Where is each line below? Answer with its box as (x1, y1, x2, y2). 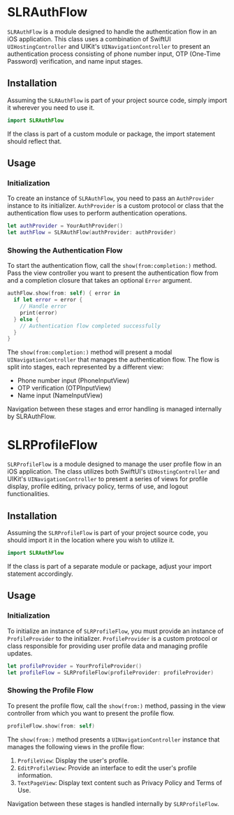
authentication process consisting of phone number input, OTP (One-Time (7, 50, 221, 58)
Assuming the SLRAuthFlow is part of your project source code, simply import (7, 96, 228, 104)
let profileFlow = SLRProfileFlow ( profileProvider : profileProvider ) (7, 669, 214, 676)
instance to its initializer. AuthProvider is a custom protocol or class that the (7, 201, 224, 210)
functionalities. (7, 490, 50, 498)
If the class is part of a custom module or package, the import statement (7, 129, 215, 138)
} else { (13, 316, 39, 323)
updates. (7, 649, 33, 658)
